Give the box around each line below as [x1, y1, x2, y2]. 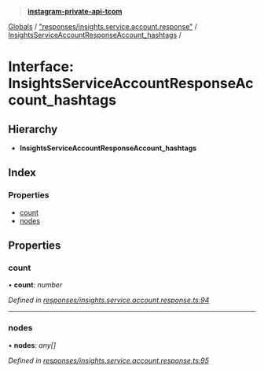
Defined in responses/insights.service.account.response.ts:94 [8, 295, 210, 305]
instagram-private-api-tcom [27, 7, 123, 16]
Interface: [8, 58, 75, 76]
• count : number [8, 280, 63, 290]
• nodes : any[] [8, 340, 57, 349]
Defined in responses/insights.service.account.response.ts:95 [8, 356, 210, 365]
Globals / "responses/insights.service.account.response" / [8, 22, 198, 31]
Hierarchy [8, 122, 58, 136]
